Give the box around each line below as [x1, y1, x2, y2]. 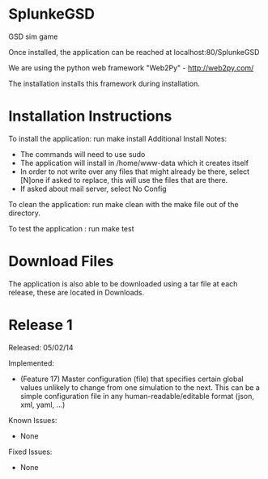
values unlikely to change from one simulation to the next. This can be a [19, 382, 261, 392]
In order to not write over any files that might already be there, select [19, 167, 249, 176]
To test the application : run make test [8, 223, 135, 233]
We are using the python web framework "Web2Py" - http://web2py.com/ [8, 62, 254, 73]
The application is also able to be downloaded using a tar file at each [8, 278, 238, 288]
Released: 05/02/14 [8, 342, 74, 352]
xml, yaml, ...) [19, 400, 66, 409]
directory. [8, 208, 40, 218]
